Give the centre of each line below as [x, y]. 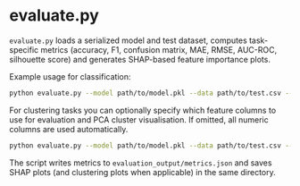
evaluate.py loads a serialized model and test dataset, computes [128, 40]
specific [24, 49]
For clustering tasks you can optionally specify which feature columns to [143, 110]
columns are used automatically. [69, 129]
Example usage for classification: [70, 76]
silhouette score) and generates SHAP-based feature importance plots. [140, 59]
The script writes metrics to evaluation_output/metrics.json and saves [141, 163]
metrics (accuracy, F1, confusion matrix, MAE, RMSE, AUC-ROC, [159, 49]
